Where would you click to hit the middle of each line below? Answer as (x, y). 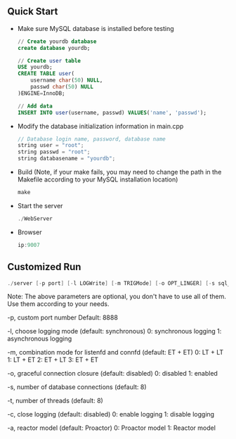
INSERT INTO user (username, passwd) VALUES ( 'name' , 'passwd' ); (112, 113)
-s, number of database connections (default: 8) (77, 387)
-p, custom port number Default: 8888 (63, 318)
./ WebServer (35, 218)
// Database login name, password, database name (92, 139)
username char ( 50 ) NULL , (67, 80)
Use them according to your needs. (59, 304)
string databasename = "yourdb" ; (66, 159)
